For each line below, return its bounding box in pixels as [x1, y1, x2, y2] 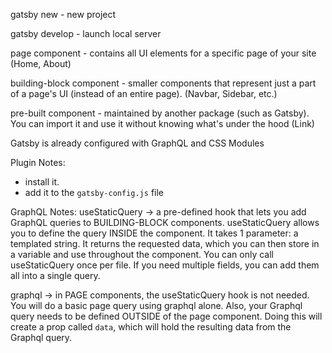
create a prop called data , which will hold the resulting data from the [10, 321, 292, 333]
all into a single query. [10, 270, 101, 281]
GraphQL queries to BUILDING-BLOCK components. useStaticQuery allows [10, 217, 320, 228]
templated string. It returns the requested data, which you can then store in [10, 238, 320, 249]
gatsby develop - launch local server [10, 28, 162, 39]
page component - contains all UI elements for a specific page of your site [10, 47, 317, 59]
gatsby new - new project [10, 9, 117, 20]
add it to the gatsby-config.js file [24, 187, 164, 198]
